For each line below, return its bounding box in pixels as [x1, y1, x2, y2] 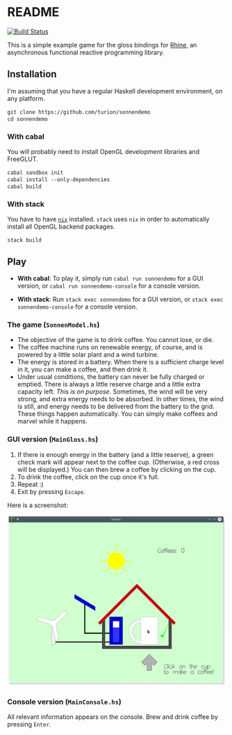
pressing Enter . [7, 720, 51, 729]
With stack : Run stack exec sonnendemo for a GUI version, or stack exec [17, 295, 224, 304]
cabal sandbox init [7, 169, 64, 176]
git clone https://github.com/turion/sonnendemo [7, 109, 151, 116]
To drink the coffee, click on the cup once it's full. [17, 472, 160, 481]
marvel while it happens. [17, 417, 88, 426]
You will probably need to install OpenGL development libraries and [7, 148, 200, 156]
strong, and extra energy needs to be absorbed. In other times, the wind [17, 395, 224, 403]
